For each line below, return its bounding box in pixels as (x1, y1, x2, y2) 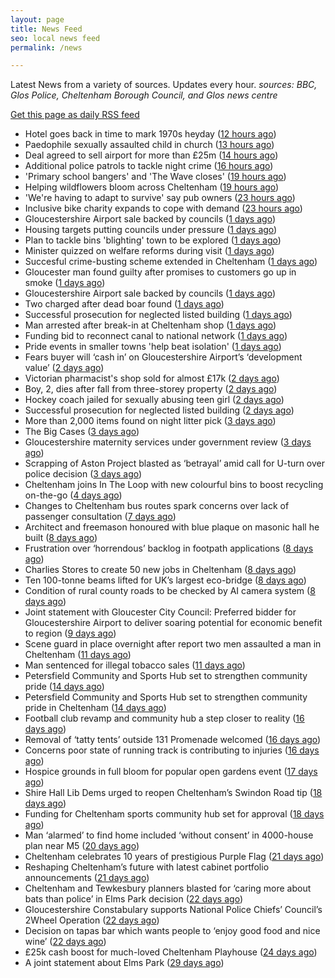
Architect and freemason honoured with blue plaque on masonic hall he (24, 521, 320, 533)
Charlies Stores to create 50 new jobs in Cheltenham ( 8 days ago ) (24, 564, 297, 576)
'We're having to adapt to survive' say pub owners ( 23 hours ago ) (24, 192, 296, 204)
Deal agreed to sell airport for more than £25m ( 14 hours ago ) (24, 149, 279, 161)
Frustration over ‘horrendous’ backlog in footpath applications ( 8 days (24, 542, 314, 555)
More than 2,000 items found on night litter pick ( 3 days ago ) (24, 415, 277, 427)
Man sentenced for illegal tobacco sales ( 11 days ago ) (24, 659, 246, 671)
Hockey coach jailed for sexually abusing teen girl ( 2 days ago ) (24, 394, 285, 406)
